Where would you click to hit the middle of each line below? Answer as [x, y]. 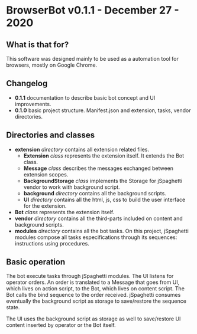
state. [13, 307]
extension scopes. [46, 174]
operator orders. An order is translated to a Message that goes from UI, [93, 282]
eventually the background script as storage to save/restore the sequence [96, 301]
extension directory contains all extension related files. [82, 149]
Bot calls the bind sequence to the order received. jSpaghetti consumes [93, 295]
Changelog [27, 83]
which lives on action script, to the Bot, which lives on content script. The [96, 289]
